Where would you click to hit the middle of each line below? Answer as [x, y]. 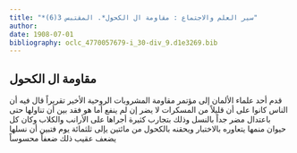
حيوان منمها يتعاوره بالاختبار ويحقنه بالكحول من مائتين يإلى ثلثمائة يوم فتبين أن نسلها [148, 129]
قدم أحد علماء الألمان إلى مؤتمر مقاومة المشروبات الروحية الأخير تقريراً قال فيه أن [146, 100]
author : [24, 26]
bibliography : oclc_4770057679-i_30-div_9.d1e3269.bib [114, 42]
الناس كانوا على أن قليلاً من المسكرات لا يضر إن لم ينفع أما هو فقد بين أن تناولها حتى [148, 110]
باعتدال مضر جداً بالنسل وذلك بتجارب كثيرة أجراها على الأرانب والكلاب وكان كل [140, 119]
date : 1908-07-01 [42, 34]
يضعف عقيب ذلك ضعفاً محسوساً [63, 139]
